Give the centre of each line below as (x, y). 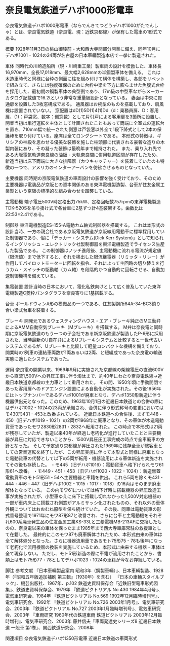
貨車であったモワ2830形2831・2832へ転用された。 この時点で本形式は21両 (84, 426)
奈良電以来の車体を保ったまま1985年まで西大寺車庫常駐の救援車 (86, 528)
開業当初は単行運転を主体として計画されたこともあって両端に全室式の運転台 (85, 123)
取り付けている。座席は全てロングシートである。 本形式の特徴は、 (88, 135)
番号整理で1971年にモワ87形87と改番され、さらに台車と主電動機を (79, 515)
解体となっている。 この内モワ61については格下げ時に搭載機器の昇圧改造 (81, 490)
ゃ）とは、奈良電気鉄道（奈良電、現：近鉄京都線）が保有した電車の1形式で (84, 31)
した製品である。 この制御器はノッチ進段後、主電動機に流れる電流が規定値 (83, 250)
